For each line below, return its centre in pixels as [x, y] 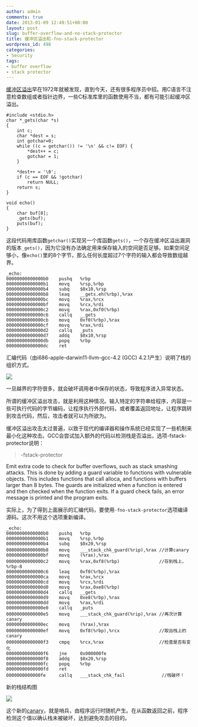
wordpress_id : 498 [29, 45]
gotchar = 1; [43, 157]
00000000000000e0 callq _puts [50, 608]
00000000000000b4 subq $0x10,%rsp [57, 290]
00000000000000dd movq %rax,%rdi [55, 603]
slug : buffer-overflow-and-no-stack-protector [64, 34]
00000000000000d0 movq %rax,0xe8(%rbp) [63, 587]
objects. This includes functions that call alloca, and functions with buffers [96, 479]
